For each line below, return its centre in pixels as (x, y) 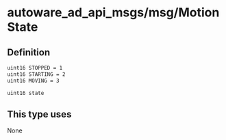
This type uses (39, 114)
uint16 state (26, 93)
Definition (28, 52)
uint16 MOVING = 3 (33, 81)
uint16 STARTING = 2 (37, 74)
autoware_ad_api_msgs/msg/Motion (113, 13)
